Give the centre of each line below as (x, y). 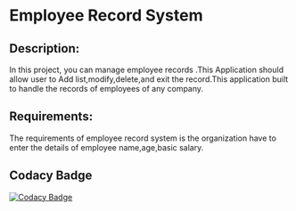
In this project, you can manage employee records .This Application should (146, 69)
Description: (45, 49)
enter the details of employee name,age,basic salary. (107, 147)
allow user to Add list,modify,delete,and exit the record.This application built (149, 79)
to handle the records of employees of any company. (106, 89)
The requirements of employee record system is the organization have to (143, 138)
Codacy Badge (51, 176)
